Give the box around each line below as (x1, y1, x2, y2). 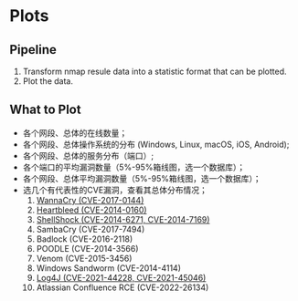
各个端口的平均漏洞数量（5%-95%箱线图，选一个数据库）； (22, 161, 246, 172)
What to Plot (9, 102, 81, 118)
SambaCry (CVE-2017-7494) (36, 223, 145, 234)
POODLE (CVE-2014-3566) (36, 243, 139, 254)
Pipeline (9, 42, 58, 57)
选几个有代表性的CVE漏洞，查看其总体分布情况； (22, 184, 208, 195)
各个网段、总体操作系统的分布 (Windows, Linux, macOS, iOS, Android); (22, 139, 290, 150)
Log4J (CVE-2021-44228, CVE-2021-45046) (36, 272, 207, 283)
